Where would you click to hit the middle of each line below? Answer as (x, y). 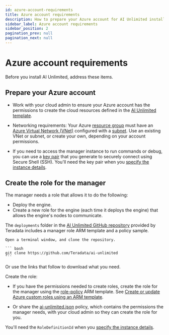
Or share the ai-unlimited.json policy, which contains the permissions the (88, 307)
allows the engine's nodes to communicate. (58, 216)
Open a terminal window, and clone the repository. (60, 240)
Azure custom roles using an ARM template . (58, 297)
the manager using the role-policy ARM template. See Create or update (86, 292)
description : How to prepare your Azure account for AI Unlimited (76, 19)
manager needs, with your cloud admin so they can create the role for (85, 312)
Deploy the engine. (32, 205)
